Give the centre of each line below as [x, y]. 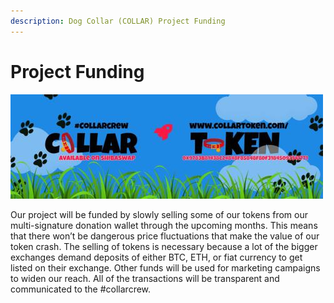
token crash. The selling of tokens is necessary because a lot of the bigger [164, 246]
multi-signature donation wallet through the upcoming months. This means [164, 225]
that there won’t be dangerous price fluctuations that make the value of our [165, 236]
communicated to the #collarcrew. [81, 289]
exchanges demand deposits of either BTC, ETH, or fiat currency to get [156, 257]
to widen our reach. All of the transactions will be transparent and [145, 278]
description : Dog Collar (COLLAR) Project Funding [118, 21]
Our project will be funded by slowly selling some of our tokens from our [159, 214]
